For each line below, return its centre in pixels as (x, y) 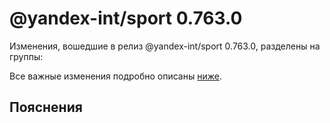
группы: (26, 56)
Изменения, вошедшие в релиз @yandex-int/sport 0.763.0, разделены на (165, 46)
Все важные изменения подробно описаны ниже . (115, 76)
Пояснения (46, 107)
